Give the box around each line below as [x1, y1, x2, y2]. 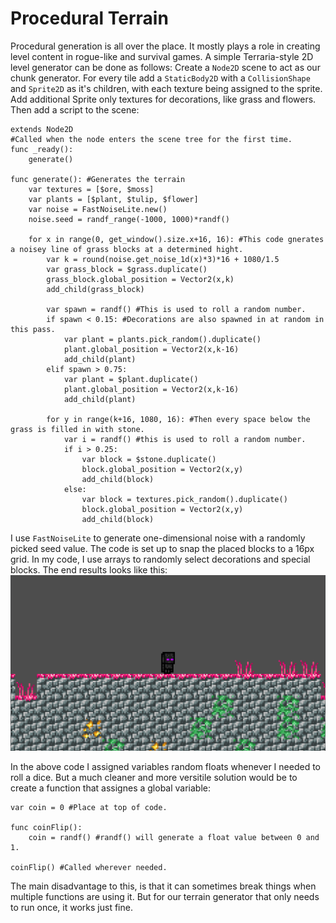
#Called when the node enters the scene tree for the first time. [10, 134, 293, 144]
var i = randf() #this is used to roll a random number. [63, 434, 307, 444]
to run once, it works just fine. [10, 901, 133, 913]
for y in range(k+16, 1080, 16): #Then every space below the [46, 414, 311, 424]
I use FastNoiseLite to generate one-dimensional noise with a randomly [10, 532, 306, 544]
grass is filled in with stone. [10, 424, 145, 434]
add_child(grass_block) [46, 284, 145, 294]
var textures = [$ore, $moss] [28, 184, 155, 194]
